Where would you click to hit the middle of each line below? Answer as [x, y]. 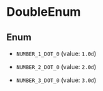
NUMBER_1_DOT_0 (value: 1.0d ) [56, 53]
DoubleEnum [44, 12]
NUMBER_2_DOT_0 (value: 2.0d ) [56, 67]
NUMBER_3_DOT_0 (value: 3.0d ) [56, 80]
